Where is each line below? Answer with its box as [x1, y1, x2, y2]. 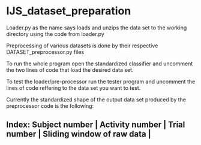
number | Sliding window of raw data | [6, 129, 151, 139]
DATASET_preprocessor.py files [6, 48, 85, 55]
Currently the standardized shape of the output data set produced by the [6, 96, 186, 103]
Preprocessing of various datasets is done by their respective [6, 42, 158, 49]
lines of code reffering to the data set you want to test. [6, 84, 141, 91]
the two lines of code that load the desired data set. [6, 66, 134, 73]
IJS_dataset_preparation [6, 4, 131, 18]
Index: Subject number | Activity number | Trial [6, 120, 185, 130]
